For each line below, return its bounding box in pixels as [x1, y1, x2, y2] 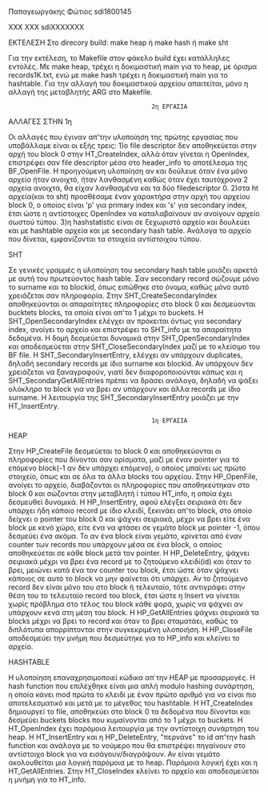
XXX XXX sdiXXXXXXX [8, 22, 85, 31]
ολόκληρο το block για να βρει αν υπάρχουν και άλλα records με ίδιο [8, 384, 242, 394]
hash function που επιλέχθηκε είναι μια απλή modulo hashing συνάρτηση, [8, 682, 254, 690]
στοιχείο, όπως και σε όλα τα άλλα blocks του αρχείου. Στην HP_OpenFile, [8, 472, 258, 481]
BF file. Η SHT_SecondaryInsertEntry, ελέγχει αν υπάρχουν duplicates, [8, 350, 243, 359]
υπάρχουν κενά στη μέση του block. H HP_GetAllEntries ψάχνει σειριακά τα [8, 608, 260, 617]
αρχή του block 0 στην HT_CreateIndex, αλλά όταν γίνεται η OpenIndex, [8, 150, 250, 158]
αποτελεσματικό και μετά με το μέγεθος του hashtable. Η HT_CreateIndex [8, 698, 254, 707]
